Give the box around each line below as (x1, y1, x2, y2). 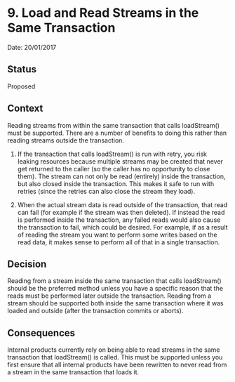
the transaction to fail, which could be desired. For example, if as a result (17, 223, 228, 231)
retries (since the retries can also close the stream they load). (17, 187, 195, 195)
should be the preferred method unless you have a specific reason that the (7, 284, 223, 293)
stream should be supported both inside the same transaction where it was (7, 299, 224, 308)
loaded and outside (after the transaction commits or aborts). (7, 307, 184, 315)
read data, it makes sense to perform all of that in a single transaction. (17, 237, 220, 246)
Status (7, 63, 37, 75)
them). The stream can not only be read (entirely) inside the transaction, (17, 172, 226, 180)
